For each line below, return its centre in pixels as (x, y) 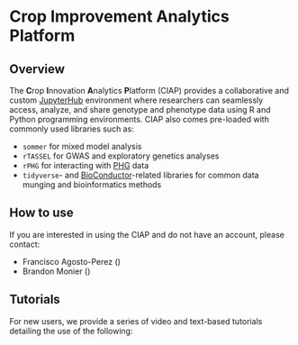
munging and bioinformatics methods (92, 185)
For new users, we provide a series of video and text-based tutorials (136, 321)
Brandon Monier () (56, 271)
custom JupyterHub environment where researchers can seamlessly (136, 100)
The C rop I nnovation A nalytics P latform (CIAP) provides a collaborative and (149, 91)
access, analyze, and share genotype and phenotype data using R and (140, 109)
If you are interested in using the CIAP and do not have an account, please (147, 234)
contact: (25, 244)
